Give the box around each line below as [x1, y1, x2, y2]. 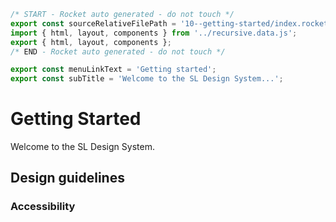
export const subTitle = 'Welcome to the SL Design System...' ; [10, 74, 284, 84]
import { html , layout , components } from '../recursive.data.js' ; [10, 28, 298, 38]
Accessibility [10, 200, 76, 214]
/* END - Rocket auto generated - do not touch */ [10, 46, 226, 57]
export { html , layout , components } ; [10, 37, 172, 47]
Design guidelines [10, 170, 125, 187]
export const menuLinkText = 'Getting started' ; [10, 65, 217, 75]
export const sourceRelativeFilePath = [10, 18, 177, 29]
